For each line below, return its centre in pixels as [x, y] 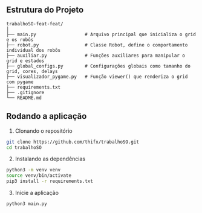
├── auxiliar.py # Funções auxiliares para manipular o [96, 56]
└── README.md [24, 98]
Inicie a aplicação [37, 193]
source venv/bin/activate [39, 176]
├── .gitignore [25, 92]
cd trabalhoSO [24, 147]
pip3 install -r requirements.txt [50, 181]
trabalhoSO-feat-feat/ [35, 24]
